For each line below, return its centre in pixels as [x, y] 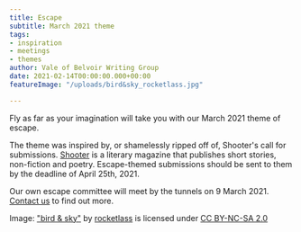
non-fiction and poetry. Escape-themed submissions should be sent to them [151, 164]
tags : [19, 34]
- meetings [30, 51]
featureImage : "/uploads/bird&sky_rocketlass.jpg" [106, 85]
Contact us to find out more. [62, 201]
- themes [26, 59]
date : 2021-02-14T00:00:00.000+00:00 [80, 76]
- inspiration [36, 43]
